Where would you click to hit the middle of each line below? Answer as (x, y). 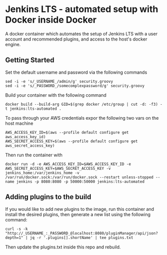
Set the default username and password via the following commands (76, 72)
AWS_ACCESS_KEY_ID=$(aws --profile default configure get (67, 132)
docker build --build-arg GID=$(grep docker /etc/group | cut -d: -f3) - (84, 104)
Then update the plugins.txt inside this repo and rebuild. (63, 247)
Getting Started (30, 60)
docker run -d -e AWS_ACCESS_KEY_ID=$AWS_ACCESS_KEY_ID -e (68, 164)
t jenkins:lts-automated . (33, 109)
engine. (13, 44)
